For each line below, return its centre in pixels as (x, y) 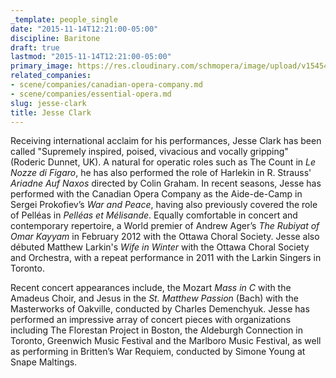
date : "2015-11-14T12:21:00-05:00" (84, 29)
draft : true (35, 47)
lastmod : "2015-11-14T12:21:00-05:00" (91, 57)
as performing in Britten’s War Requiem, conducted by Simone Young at (158, 352)
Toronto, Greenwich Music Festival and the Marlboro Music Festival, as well (166, 341)
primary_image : (42, 66)
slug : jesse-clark (48, 103)
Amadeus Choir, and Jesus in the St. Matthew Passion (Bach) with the (154, 298)
